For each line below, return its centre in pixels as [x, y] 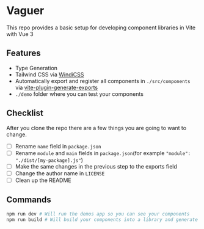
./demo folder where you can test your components [79, 94]
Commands [29, 200]
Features [24, 53]
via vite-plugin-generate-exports [56, 87]
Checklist [25, 113]
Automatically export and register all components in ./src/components [103, 81]
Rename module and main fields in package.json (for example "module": [103, 153]
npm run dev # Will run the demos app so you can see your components [98, 214]
